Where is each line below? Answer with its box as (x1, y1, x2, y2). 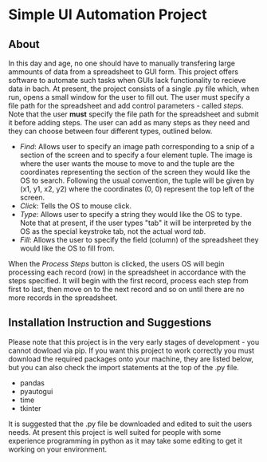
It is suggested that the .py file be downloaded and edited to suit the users (8, 419, 253, 428)
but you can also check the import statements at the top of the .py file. (8, 362, 239, 372)
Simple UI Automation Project (8, 6, 207, 24)
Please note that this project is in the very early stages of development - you (8, 337, 260, 346)
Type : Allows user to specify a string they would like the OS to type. (19, 210, 242, 219)
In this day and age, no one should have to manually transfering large (8, 58, 235, 68)
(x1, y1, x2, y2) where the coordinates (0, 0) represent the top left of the (19, 184, 255, 193)
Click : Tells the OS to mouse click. (19, 201, 132, 211)
